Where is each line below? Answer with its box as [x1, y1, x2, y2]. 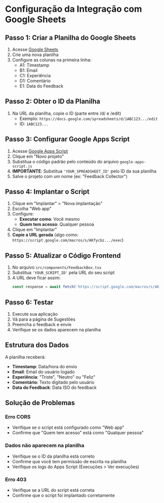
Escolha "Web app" [12, 206, 52, 212]
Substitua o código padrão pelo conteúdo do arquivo [12, 158, 119, 164]
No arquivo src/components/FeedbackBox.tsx [12, 265, 102, 270]
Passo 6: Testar [5, 298, 54, 306]
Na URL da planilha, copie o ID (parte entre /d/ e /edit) [12, 110, 121, 116]
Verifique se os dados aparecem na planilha [12, 326, 101, 332]
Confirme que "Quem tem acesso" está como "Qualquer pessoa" [12, 430, 144, 436]
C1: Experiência [19, 73, 51, 78]
